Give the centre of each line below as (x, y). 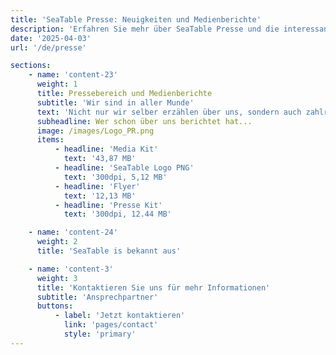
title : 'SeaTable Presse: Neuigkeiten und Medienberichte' (136, 19)
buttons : (55, 306)
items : (50, 140)
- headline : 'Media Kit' (106, 149)
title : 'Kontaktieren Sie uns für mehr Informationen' (153, 287)
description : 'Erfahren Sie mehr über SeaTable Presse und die (145, 29)
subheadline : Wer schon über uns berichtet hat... (144, 121)
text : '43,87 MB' (100, 159)
